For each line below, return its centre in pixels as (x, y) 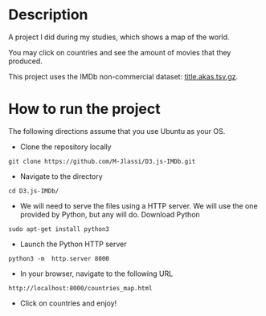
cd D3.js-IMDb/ (34, 191)
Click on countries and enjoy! (68, 303)
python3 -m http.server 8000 (59, 258)
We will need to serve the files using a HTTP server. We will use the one (139, 205)
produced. (25, 61)
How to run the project (84, 109)
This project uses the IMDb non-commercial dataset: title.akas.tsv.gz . (123, 76)
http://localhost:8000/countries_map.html (80, 288)
